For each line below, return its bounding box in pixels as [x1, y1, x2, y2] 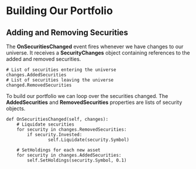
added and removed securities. [6, 56, 81, 62]
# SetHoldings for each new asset [16, 147, 101, 153]
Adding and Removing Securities [6, 28, 129, 38]
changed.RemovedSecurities [6, 82, 72, 88]
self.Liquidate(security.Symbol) [47, 137, 130, 143]
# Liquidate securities [16, 121, 75, 127]
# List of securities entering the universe [6, 67, 116, 73]
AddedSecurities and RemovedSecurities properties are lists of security [6, 99, 183, 106]
